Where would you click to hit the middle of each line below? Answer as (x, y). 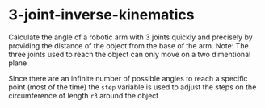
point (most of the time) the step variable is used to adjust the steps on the (132, 87)
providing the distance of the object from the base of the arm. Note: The (128, 45)
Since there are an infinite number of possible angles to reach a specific (128, 78)
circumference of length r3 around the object (84, 95)
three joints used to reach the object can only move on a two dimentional (130, 54)
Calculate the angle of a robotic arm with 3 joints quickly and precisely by (130, 37)
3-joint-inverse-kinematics (101, 15)
